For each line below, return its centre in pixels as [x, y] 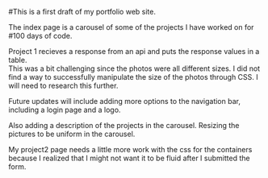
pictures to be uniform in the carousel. [72, 134]
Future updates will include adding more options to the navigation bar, [124, 101]
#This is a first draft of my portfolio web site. [82, 12]
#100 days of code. [40, 36]
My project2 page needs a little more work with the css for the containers [130, 149]
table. [18, 60]
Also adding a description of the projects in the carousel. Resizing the [124, 125]
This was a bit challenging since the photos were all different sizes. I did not [134, 68]
